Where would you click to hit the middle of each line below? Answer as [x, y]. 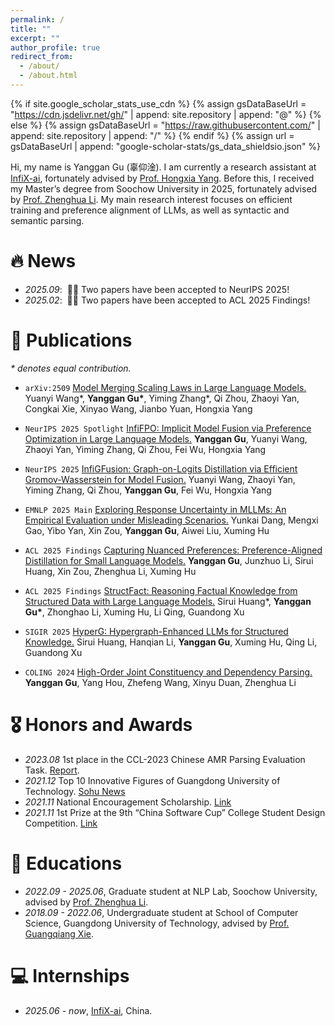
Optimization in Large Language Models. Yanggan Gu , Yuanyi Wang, [166, 438]
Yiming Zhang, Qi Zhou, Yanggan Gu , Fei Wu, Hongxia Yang [148, 490]
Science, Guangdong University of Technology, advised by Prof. [157, 923]
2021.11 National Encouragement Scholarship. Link [128, 802]
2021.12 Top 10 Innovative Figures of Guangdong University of [152, 780]
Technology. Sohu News [75, 791]
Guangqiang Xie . [59, 933]
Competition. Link [61, 823]
